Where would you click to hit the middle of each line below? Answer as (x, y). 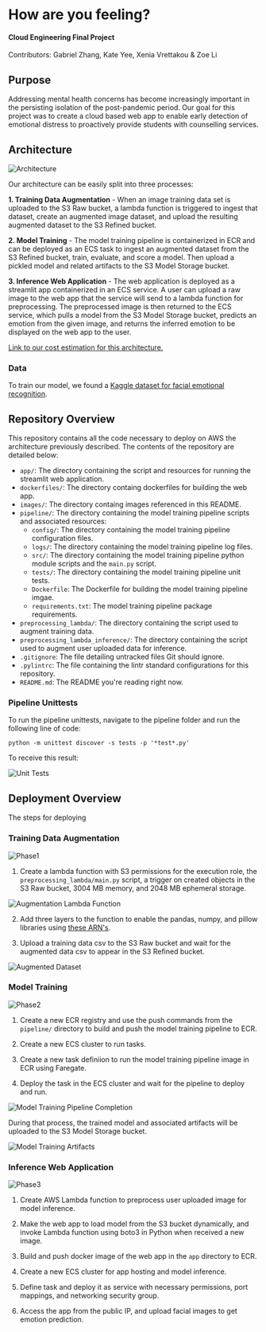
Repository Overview (62, 419)
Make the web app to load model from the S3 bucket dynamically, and (134, 1224)
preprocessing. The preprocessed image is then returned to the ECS (120, 307)
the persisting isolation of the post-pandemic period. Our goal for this (122, 108)
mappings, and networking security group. (89, 1295)
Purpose (30, 80)
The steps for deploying (47, 817)
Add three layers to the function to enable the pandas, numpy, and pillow (139, 919)
